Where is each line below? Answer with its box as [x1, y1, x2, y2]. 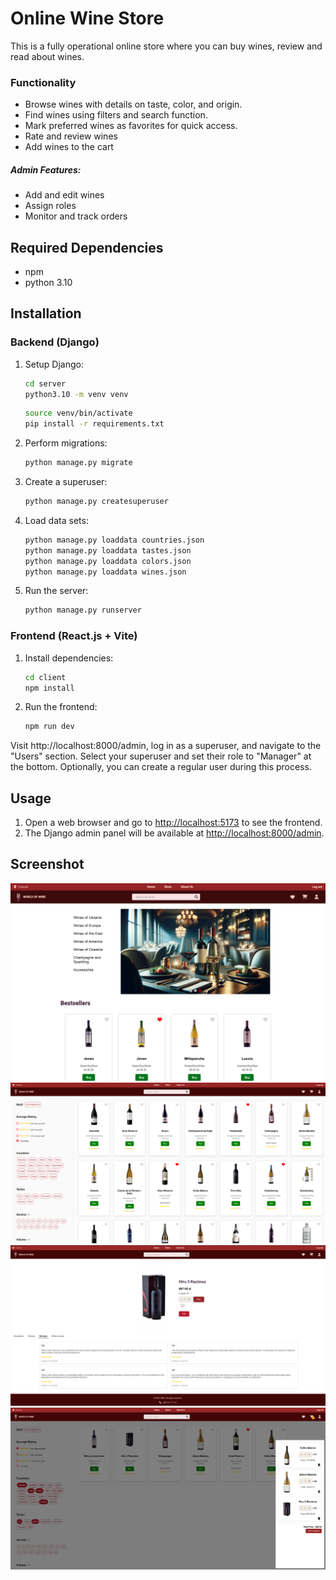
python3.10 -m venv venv [24, 389, 129, 399]
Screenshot [10, 856, 85, 873]
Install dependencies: [24, 652, 114, 664]
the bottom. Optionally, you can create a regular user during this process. [10, 761, 312, 773]
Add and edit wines [24, 189, 105, 201]
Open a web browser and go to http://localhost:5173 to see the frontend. [24, 817, 323, 829]
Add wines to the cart [24, 141, 114, 153]
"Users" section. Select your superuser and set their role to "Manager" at [10, 750, 312, 762]
